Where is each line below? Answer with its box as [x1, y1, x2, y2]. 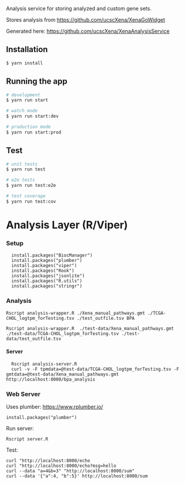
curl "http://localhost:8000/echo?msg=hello [6, 463, 117, 469]
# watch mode [6, 108, 38, 114]
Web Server [6, 390, 41, 398]
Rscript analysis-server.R [11, 361, 77, 367]
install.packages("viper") [11, 263, 77, 269]
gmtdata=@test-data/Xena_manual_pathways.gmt [6, 371, 119, 377]
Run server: [6, 425, 34, 432]
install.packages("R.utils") [11, 278, 83, 284]
